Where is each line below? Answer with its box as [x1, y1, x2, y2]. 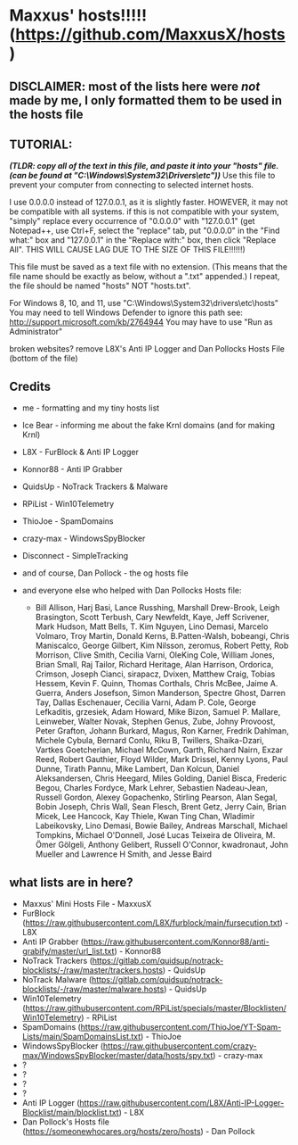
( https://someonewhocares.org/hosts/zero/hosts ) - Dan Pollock [21, 1126, 255, 1137]
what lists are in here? [9, 875, 133, 890]
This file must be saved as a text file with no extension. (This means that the [9, 261, 288, 272]
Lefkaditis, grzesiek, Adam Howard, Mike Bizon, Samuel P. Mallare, [35, 707, 281, 718]
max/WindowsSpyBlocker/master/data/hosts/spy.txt [21, 1050, 213, 1061]
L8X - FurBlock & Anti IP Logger [21, 447, 140, 458]
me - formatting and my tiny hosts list [21, 402, 160, 413]
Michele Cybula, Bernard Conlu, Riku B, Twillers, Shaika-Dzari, [35, 735, 264, 746]
